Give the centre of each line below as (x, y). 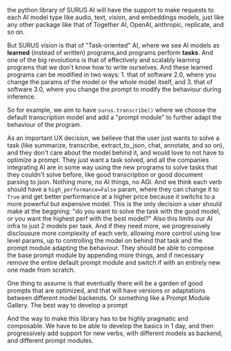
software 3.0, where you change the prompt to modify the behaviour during (114, 89)
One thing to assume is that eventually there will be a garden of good (105, 283)
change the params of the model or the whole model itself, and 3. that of (110, 82)
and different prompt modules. (51, 340)
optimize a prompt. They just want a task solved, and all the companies (108, 160)
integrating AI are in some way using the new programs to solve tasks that (112, 167)
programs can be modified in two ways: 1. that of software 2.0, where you (112, 74)
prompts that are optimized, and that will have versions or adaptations (106, 290)
